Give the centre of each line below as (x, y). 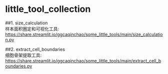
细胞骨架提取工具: (23, 55)
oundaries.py (19, 66)
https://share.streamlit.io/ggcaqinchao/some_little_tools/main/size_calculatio (84, 34)
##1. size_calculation (26, 23)
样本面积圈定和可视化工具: (32, 29)
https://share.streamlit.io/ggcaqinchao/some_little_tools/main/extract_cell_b (83, 61)
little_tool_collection (48, 9)
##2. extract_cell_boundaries (35, 49)
